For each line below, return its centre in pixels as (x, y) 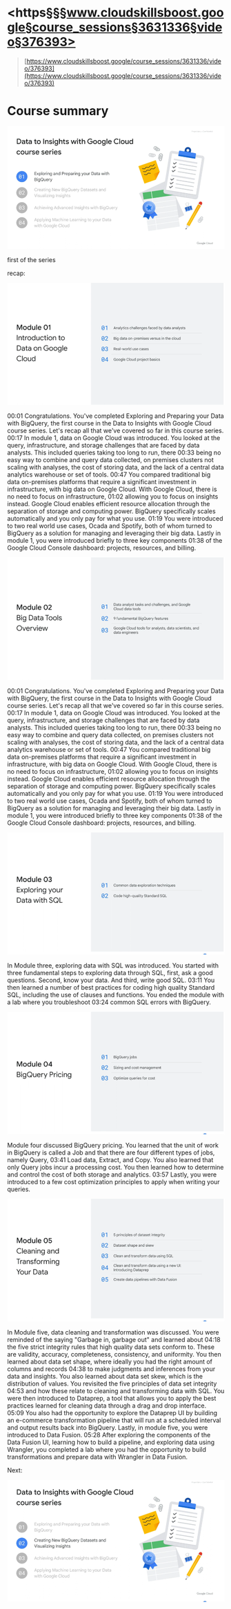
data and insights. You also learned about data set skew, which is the (105, 1376)
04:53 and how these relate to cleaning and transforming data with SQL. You (116, 1390)
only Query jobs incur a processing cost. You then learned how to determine (115, 1167)
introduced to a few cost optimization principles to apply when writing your (114, 1182)
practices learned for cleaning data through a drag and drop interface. (107, 1406)
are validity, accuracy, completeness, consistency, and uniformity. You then (114, 1354)
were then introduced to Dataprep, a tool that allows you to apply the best (112, 1398)
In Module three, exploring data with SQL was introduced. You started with (113, 966)
